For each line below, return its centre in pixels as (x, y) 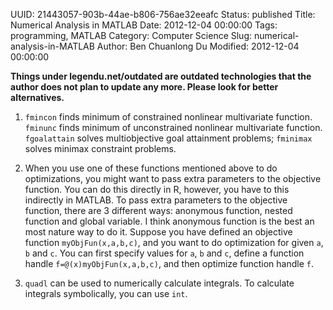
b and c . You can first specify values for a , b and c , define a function (164, 253)
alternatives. (37, 97)
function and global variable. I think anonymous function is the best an (169, 221)
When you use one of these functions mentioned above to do (151, 168)
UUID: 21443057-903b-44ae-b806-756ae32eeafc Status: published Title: (163, 14)
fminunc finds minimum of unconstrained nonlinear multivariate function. (173, 127)
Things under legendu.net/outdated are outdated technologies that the (161, 76)
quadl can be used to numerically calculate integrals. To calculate (159, 283)
